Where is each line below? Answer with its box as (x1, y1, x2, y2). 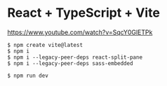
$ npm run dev (7, 72, 49, 79)
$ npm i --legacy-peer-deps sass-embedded (7, 59, 133, 67)
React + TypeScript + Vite (7, 5, 160, 21)
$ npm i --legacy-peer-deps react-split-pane (7, 54, 142, 61)
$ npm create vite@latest (7, 41, 83, 48)
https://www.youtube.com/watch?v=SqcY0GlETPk (7, 28, 153, 36)
